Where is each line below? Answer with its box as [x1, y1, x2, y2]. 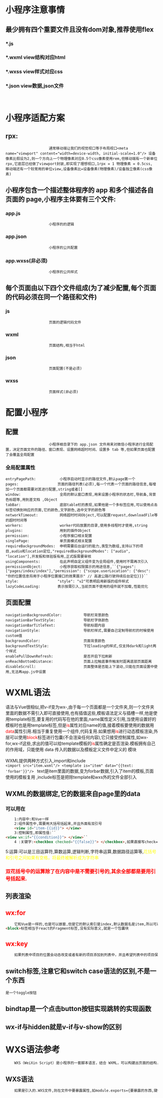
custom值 [5, 633, 22, 638]
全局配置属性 [5, 464, 36, 471]
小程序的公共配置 [48, 245, 78, 250]
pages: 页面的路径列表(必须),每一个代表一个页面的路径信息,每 [5, 481, 153, 486]
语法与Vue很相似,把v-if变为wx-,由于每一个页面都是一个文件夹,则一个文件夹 [5, 704, 154, 710]
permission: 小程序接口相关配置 [5, 533, 92, 538]
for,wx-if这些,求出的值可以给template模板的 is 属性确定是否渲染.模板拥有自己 [5, 740, 156, 746]
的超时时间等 [5, 518, 28, 523]
